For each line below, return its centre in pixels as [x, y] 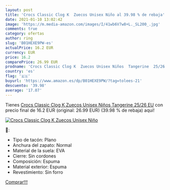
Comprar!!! [17, 182]
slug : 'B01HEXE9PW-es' [29, 43]
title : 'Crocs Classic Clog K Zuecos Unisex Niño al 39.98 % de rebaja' [85, 15]
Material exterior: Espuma [40, 167]
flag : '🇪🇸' [18, 76]
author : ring [19, 39]
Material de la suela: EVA [39, 150]
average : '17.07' [24, 90]
